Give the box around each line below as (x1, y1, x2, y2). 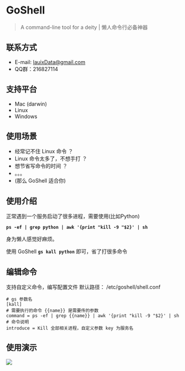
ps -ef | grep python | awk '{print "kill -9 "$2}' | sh (6, 224, 148, 231)
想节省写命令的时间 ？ (14, 163, 68, 170)
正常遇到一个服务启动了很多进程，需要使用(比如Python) (6, 213, 140, 220)
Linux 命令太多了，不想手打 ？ (14, 155, 88, 162)
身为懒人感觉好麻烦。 (6, 235, 57, 242)
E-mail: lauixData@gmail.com (14, 58, 86, 65)
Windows (14, 113, 37, 120)
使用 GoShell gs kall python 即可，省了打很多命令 (6, 248, 128, 255)
